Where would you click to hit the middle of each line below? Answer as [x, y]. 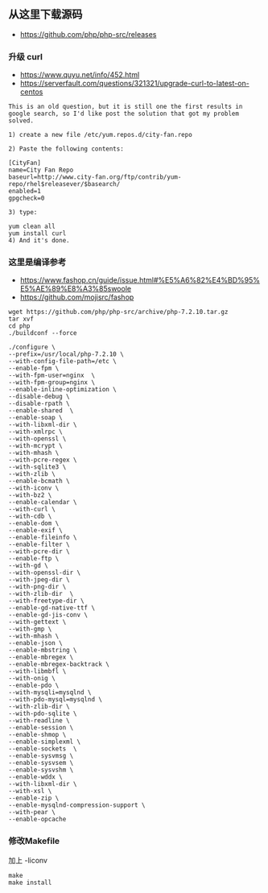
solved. [21, 121]
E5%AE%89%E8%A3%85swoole [75, 289]
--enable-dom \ [34, 523]
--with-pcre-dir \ [39, 552]
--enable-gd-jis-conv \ [48, 615]
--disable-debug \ [39, 397]
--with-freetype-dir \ [46, 601]
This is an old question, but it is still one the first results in [126, 107]
